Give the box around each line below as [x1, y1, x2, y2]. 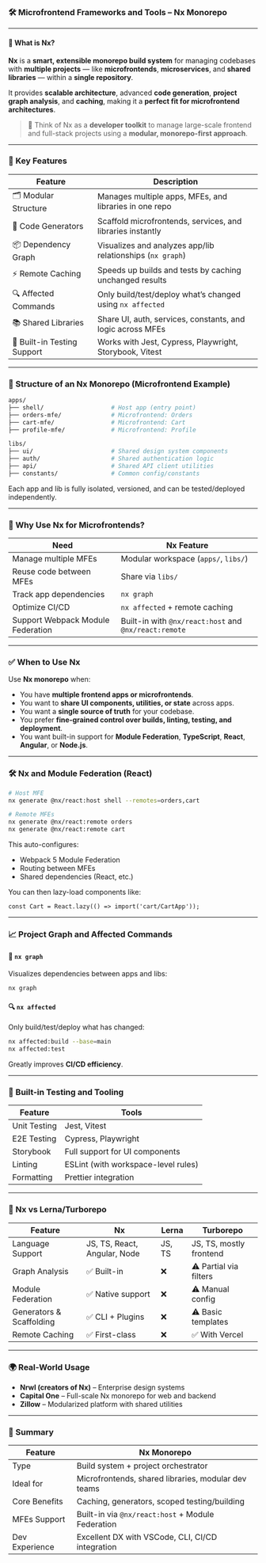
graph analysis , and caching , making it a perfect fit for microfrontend [8, 96, 240, 105]
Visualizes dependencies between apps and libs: [8, 969, 168, 979]
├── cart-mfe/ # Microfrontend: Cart [8, 418, 186, 426]
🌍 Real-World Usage [8, 1361, 90, 1372]
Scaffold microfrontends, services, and [97, 215, 242, 226]
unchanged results [97, 274, 168, 285]
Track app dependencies [12, 589, 105, 600]
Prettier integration [64, 1172, 135, 1183]
